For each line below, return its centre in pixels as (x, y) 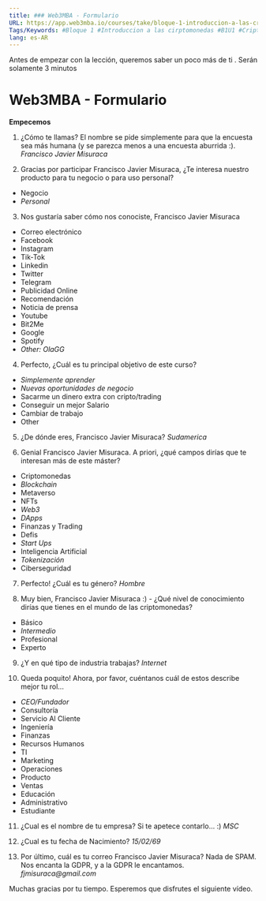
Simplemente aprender (58, 380)
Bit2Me (32, 324)
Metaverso (38, 493)
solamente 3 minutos (43, 69)
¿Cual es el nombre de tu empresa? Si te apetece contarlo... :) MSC (129, 826)
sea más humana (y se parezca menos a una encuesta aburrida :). (128, 146)
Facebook (37, 241)
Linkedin (34, 266)
